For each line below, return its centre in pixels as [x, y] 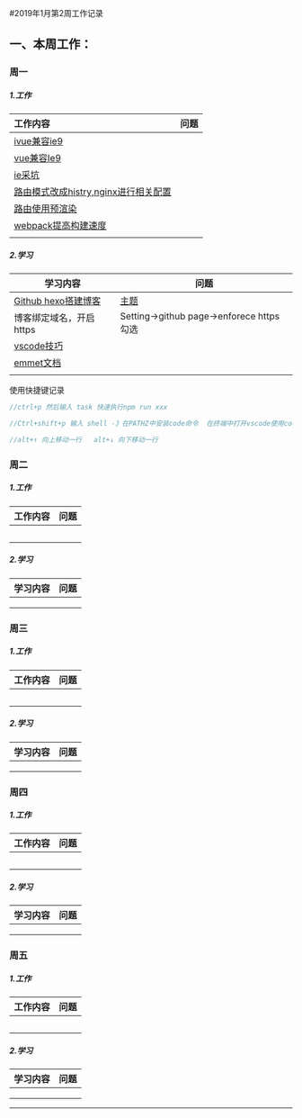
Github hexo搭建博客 [58, 302]
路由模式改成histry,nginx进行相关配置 [93, 192]
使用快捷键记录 [37, 391]
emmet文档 [37, 363]
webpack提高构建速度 [60, 226]
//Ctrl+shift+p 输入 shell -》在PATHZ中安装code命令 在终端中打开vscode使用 [147, 424]
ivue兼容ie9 [39, 141]
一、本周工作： [51, 45]
